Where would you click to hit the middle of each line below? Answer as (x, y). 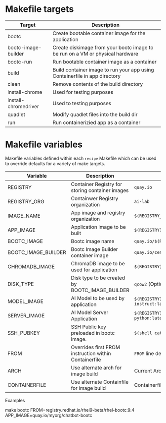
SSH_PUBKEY (24, 333)
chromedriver (23, 106)
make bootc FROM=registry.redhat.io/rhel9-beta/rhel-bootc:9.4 (70, 410)
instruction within (91, 353)
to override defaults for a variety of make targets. (55, 163)
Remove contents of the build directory (98, 84)
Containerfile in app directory (87, 76)
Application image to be (98, 227)
